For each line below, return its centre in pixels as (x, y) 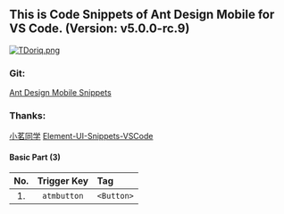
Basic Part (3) (35, 157)
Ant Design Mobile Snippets (60, 93)
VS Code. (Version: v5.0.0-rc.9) (100, 29)
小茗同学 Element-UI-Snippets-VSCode (81, 136)
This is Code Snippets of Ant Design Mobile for (142, 15)
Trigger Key (63, 180)
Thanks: (28, 116)
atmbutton (63, 196)
